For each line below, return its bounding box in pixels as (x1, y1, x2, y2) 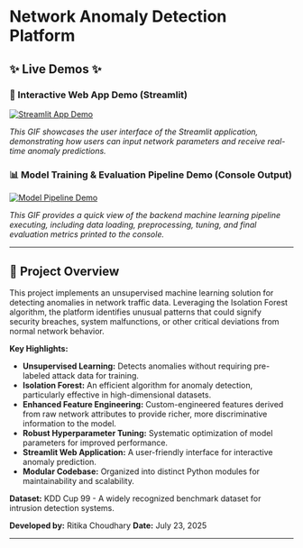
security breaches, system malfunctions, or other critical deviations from (9, 315, 280, 326)
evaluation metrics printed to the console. (9, 229, 165, 240)
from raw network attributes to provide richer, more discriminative (22, 408, 268, 419)
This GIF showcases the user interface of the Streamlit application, (9, 126, 259, 137)
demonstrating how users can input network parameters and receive (9, 135, 266, 146)
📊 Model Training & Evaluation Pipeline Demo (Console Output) (9, 169, 293, 181)
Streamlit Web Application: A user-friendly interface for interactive (22, 446, 273, 457)
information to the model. (22, 417, 117, 429)
